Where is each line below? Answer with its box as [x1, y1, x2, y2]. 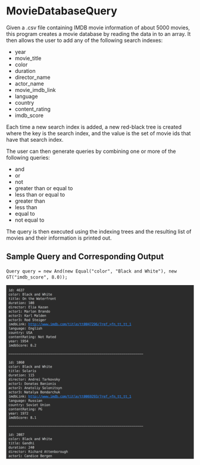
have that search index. [6, 136, 64, 143]
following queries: [6, 154, 51, 161]
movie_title [14, 54, 42, 62]
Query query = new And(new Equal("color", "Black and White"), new [6, 268, 177, 274]
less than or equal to [14, 191, 65, 198]
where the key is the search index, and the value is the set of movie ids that [6, 130, 191, 137]
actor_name [14, 79, 45, 87]
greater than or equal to [14, 184, 73, 192]
